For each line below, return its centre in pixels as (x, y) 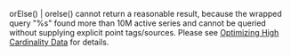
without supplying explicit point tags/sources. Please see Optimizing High (144, 32)
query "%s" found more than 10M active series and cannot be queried (138, 23)
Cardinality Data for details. (59, 42)
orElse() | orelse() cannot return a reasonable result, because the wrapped (145, 14)
